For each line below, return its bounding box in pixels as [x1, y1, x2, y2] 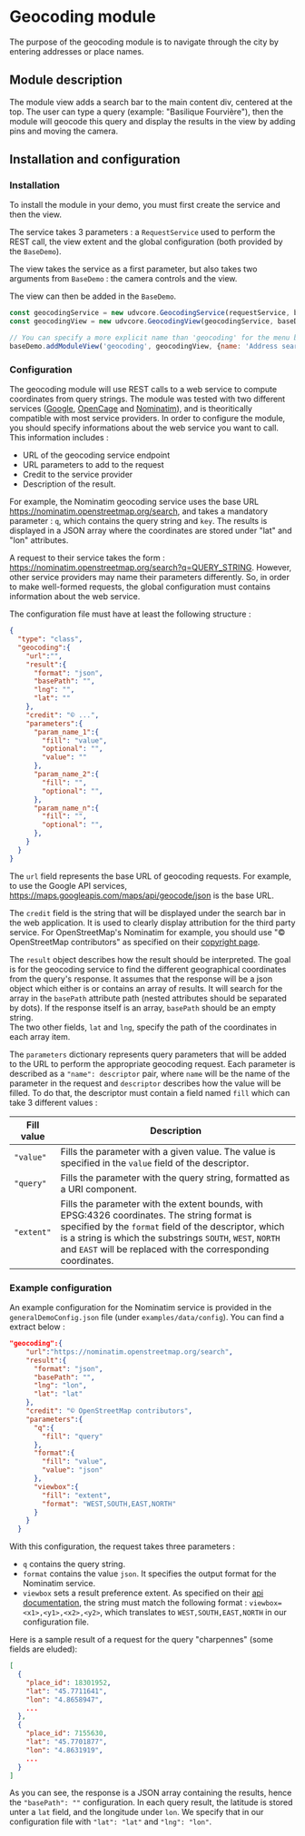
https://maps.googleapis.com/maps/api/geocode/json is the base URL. [9, 890, 275, 901]
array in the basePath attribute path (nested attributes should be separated [9, 992, 288, 1003]
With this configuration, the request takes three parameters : [9, 1541, 236, 1552]
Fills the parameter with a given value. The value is [60, 1145, 276, 1158]
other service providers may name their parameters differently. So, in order [9, 572, 290, 583]
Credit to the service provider [22, 469, 133, 480]
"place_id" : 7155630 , [25, 1729, 107, 1738]
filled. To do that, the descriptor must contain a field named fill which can [9, 1087, 290, 1098]
